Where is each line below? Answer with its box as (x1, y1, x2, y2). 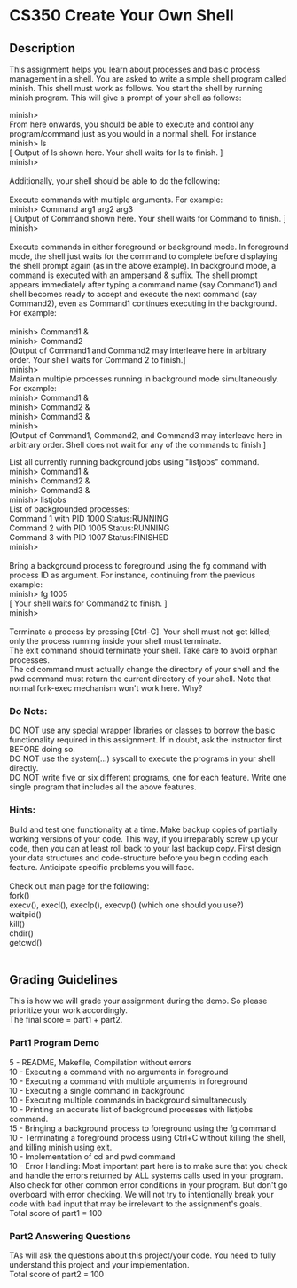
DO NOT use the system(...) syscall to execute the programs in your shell (9, 753, 276, 764)
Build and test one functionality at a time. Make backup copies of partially (9, 824, 277, 835)
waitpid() (9, 908, 43, 919)
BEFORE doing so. (9, 744, 75, 755)
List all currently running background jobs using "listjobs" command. (9, 457, 260, 467)
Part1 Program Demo (9, 1037, 100, 1049)
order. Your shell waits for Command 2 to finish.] (9, 355, 186, 365)
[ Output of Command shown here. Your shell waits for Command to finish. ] (9, 214, 286, 224)
